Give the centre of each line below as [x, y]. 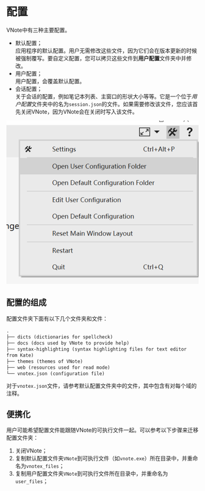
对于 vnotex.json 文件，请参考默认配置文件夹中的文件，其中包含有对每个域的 [102, 385]
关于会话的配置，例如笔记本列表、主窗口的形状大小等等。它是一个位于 [103, 96]
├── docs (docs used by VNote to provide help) [68, 343]
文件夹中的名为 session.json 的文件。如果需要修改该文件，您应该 [112, 104]
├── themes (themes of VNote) [45, 361]
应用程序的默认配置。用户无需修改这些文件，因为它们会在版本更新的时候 [106, 50]
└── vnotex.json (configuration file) [56, 373]
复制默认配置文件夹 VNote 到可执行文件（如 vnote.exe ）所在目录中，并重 [104, 459]
